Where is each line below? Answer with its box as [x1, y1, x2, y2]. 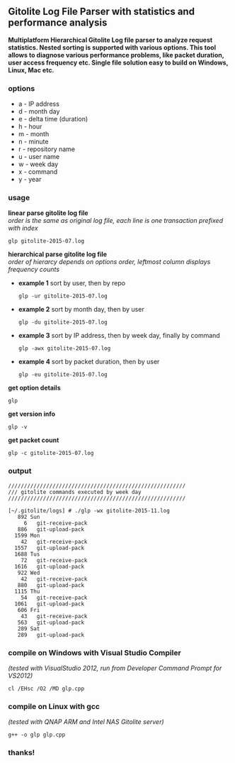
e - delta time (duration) [18, 115, 88, 123]
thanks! [8, 748, 35, 758]
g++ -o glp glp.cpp [8, 731, 66, 739]
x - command [18, 168, 58, 176]
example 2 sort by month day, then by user [18, 305, 144, 314]
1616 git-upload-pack [14, 563, 84, 570]
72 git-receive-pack [21, 556, 88, 564]
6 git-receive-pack [23, 520, 88, 527]
